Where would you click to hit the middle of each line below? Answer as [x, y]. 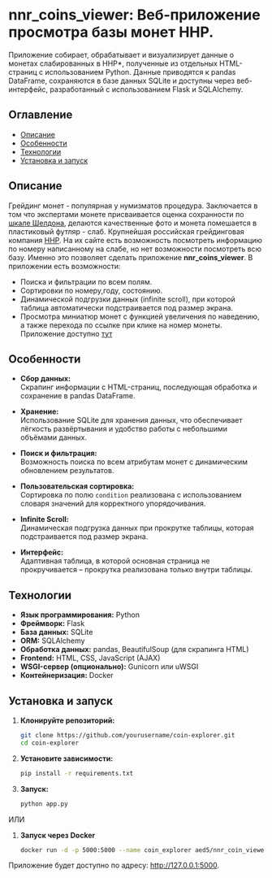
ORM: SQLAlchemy [52, 641]
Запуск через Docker [58, 835]
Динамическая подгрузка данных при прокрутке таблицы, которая [137, 528]
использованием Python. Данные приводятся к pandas [140, 72]
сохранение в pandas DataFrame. [78, 396]
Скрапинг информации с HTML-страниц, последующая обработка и [138, 387]
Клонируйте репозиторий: [67, 720]
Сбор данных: [45, 379]
